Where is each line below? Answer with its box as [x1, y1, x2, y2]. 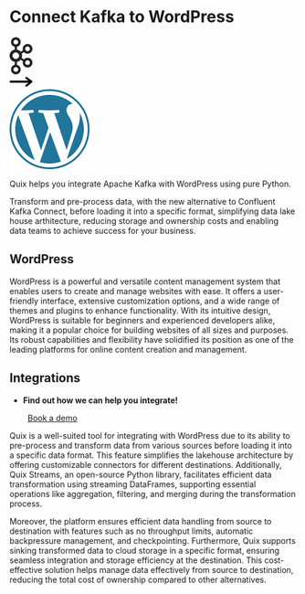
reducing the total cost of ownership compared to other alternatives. [9, 574, 267, 585]
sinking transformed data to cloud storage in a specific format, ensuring [9, 545, 280, 556]
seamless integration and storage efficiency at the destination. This [9, 555, 263, 566]
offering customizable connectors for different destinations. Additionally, [9, 459, 282, 470]
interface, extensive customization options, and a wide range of [40, 295, 280, 306]
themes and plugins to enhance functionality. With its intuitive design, [9, 304, 271, 316]
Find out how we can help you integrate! [22, 395, 178, 406]
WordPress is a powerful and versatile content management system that [9, 276, 281, 287]
